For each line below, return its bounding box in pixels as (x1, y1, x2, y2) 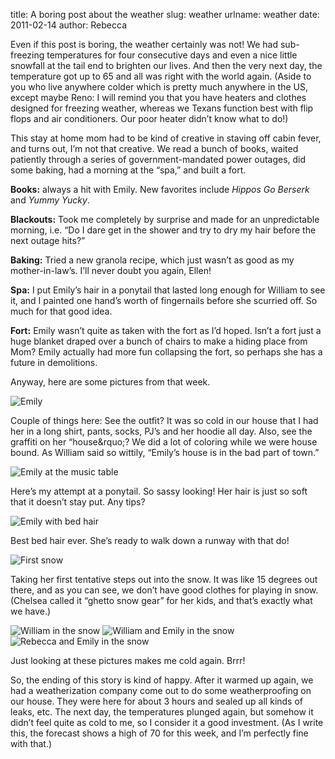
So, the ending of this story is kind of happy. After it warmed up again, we (10, 674, 314, 686)
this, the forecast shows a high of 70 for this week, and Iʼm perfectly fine (10, 727, 309, 739)
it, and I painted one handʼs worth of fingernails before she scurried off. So (10, 295, 318, 306)
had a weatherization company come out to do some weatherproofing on (10, 685, 312, 696)
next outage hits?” (10, 235, 86, 246)
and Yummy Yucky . (10, 194, 90, 206)
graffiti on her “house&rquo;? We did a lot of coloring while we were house (10, 436, 318, 448)
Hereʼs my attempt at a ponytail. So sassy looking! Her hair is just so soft (10, 485, 308, 497)
